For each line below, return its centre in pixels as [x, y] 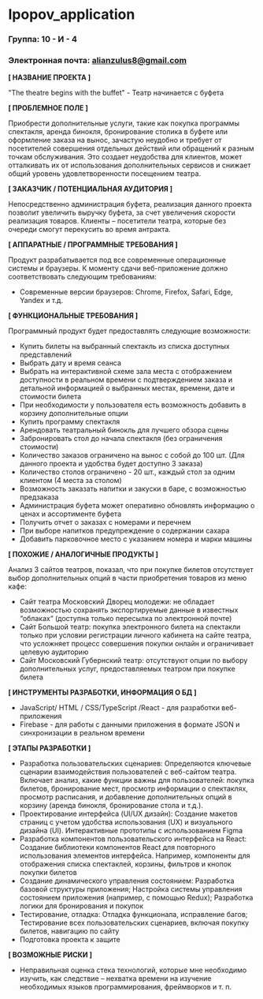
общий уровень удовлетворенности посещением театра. [105, 174]
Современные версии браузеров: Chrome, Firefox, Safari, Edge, [126, 292]
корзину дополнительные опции [74, 413]
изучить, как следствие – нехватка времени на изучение [115, 978]
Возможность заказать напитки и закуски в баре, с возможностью [133, 489]
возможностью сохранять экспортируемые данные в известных [129, 610]
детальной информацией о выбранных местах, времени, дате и [127, 388]
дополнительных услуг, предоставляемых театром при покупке [128, 669]
